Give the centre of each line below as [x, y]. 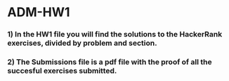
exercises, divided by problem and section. [82, 43]
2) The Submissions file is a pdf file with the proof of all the [110, 62]
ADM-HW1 [39, 12]
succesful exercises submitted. [62, 71]
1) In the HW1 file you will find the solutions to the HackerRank [115, 35]
